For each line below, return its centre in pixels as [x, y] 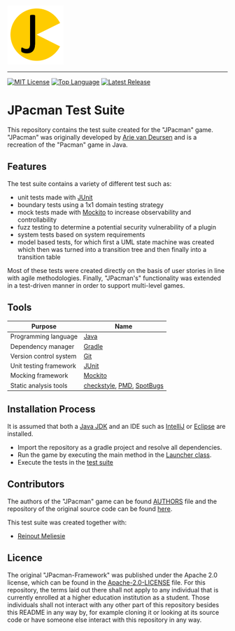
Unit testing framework [43, 366]
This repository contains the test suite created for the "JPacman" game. [110, 129]
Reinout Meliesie [41, 536]
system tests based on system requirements [81, 234]
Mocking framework [39, 376]
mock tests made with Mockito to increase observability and [104, 212]
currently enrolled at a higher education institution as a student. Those [108, 597]
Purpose [44, 326]
